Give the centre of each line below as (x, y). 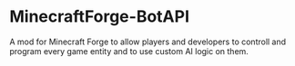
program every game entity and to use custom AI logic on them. (129, 51)
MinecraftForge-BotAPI (99, 17)
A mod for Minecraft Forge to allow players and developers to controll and (148, 42)
